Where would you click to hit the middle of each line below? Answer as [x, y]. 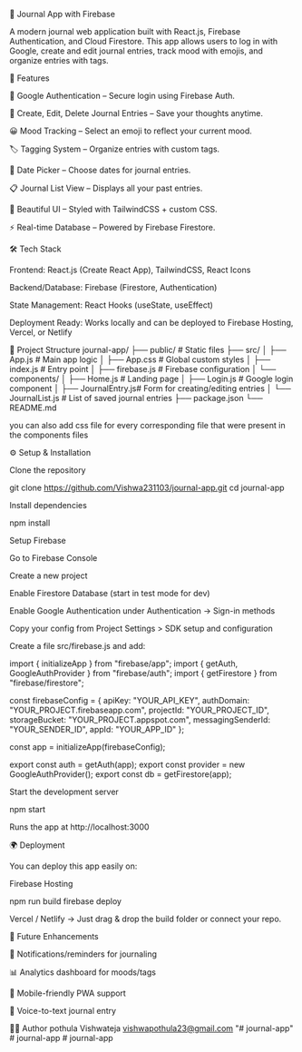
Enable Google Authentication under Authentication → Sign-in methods [142, 611]
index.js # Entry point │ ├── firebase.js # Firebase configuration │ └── [143, 369]
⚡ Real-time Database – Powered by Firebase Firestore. [112, 227]
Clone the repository [48, 470]
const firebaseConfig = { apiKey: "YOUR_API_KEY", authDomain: [130, 700]
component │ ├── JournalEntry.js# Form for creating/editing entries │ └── [151, 388]
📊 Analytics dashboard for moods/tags [83, 972]
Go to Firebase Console [54, 558]
